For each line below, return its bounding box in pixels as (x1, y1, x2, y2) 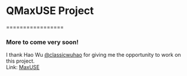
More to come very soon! (6, 38, 79, 46)
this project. (6, 57, 35, 65)
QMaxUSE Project (6, 4, 94, 18)
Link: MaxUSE (6, 64, 40, 71)
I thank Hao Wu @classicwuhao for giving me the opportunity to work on (6, 51, 181, 58)
